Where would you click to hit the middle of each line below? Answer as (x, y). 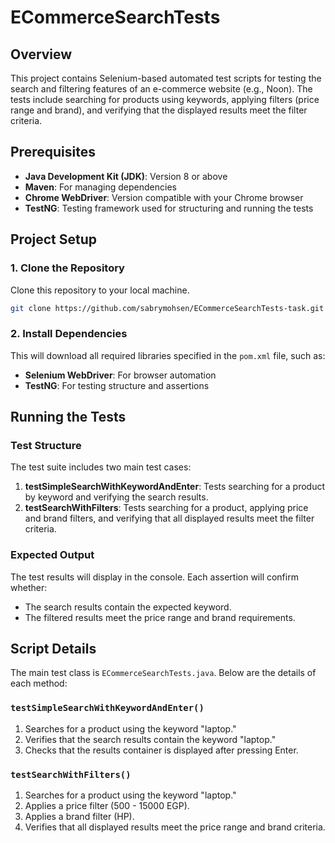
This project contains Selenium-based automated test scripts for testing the (166, 78)
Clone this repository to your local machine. (100, 290)
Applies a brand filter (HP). (79, 817)
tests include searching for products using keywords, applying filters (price (165, 99)
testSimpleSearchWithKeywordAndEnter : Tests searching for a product (175, 487)
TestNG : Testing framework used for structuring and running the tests (169, 208)
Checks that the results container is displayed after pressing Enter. (161, 750)
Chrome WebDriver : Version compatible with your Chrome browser (164, 197)
